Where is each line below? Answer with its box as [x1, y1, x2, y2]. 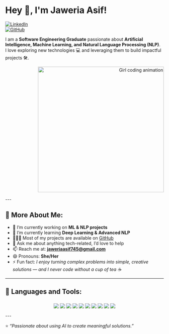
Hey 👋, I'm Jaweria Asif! [5, 5, 107, 16]
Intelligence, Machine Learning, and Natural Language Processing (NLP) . [5, 41, 161, 47]
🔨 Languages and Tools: [5, 287, 82, 296]
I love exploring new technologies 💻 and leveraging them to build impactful [5, 47, 162, 53]
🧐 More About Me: [5, 211, 63, 219]
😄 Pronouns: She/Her [12, 253, 59, 259]
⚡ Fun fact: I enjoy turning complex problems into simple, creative [12, 259, 149, 265]
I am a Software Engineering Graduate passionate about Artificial [5, 36, 143, 42]
